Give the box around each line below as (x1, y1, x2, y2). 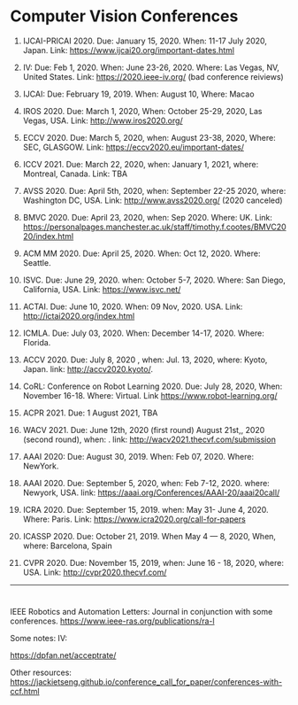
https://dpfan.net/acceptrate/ (10, 650, 117, 661)
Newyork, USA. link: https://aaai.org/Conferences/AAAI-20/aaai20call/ (22, 487, 280, 498)
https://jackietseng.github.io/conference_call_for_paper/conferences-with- (10, 677, 282, 687)
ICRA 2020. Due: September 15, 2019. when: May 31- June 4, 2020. (22, 504, 269, 515)
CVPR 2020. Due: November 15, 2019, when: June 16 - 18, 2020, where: (22, 557, 284, 568)
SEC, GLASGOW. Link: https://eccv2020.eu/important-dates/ (22, 142, 245, 152)
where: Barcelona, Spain (22, 540, 113, 551)
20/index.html (22, 230, 74, 241)
